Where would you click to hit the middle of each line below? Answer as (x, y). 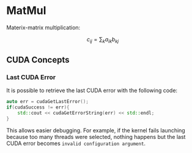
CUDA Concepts (38, 60)
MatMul (26, 11)
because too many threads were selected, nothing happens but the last (96, 137)
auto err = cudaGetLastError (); (47, 102)
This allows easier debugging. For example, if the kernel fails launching (96, 130)
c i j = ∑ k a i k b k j (103, 40)
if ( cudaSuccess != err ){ (38, 107)
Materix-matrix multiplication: (43, 27)
